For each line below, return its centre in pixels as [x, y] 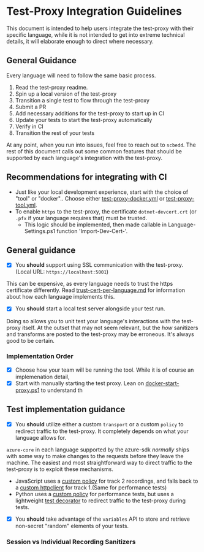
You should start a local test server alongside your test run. [90, 309]
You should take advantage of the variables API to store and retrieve [103, 519]
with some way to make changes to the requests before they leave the [95, 456]
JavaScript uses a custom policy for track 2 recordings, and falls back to [107, 481]
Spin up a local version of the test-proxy [66, 94]
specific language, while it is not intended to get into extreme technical [96, 34]
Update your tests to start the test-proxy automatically [84, 120]
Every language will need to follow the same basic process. [81, 75]
